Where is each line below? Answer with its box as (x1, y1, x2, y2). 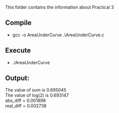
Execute (5, 46, 31, 55)
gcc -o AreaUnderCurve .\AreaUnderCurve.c (12, 32, 104, 38)
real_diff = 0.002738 (5, 103, 47, 109)
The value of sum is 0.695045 (5, 87, 66, 93)
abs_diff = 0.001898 (5, 98, 46, 104)
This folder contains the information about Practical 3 (5, 4, 114, 10)
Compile (5, 18, 32, 27)
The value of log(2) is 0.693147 (5, 92, 69, 99)
